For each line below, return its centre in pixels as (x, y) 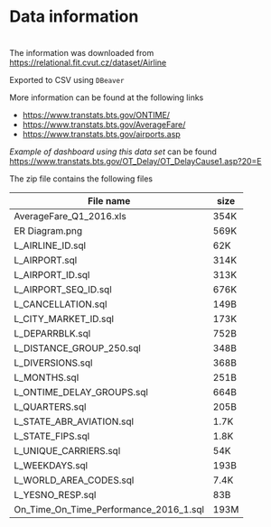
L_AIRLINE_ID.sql (50, 245)
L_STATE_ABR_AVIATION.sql (74, 421)
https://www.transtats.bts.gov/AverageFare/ (104, 125)
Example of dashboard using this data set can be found (113, 152)
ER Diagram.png (48, 231)
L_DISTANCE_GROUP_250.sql (78, 348)
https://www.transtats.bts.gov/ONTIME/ (96, 116)
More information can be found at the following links (107, 97)
